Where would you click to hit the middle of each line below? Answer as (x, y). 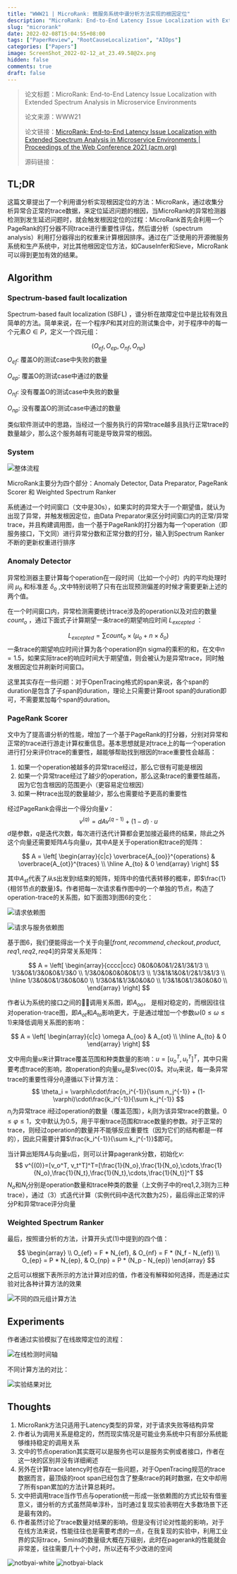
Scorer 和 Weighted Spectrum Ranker (62, 492)
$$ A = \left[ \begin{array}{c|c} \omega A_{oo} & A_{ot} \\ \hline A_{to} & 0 (119, 1036)
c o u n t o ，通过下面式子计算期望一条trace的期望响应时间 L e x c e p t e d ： (105, 621)
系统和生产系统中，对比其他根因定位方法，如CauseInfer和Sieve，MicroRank (118, 246)
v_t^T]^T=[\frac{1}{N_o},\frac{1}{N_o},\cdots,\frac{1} (146, 1166)
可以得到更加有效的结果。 (44, 255)
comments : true (30, 66)
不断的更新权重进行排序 (41, 543)
